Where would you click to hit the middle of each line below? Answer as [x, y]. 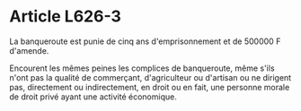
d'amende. [29, 50]
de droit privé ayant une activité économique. [93, 97]
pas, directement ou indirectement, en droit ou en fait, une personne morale [150, 87]
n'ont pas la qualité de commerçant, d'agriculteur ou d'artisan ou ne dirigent [150, 77]
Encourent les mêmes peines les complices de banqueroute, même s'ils [142, 68]
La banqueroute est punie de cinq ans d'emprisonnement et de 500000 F [145, 41]
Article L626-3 [65, 17]
